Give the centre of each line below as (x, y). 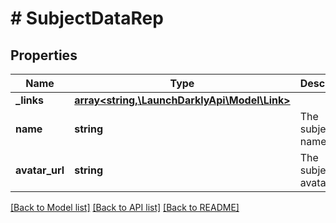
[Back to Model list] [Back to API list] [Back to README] (125, 207)
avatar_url (40, 170)
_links (30, 100)
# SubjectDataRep (87, 18)
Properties (44, 55)
